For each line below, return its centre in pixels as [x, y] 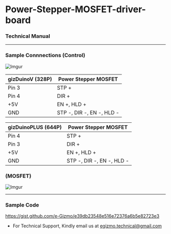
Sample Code [22, 205]
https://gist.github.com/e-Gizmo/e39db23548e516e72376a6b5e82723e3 [82, 216]
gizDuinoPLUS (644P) [35, 127]
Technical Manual [28, 36]
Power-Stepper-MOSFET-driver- [76, 9]
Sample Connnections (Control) [45, 56]
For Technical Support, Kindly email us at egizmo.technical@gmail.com [87, 226]
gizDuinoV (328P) [30, 79]
